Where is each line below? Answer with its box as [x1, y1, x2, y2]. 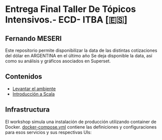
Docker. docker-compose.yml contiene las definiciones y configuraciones [5, 124, 157, 130]
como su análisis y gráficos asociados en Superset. [5, 58, 111, 64]
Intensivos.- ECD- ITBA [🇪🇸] [5, 14, 128, 25]
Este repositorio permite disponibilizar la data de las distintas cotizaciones [5, 47, 158, 53]
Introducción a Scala [12, 91, 55, 97]
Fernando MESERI [5, 34, 62, 43]
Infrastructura [5, 106, 50, 114]
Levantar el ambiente [12, 86, 56, 92]
